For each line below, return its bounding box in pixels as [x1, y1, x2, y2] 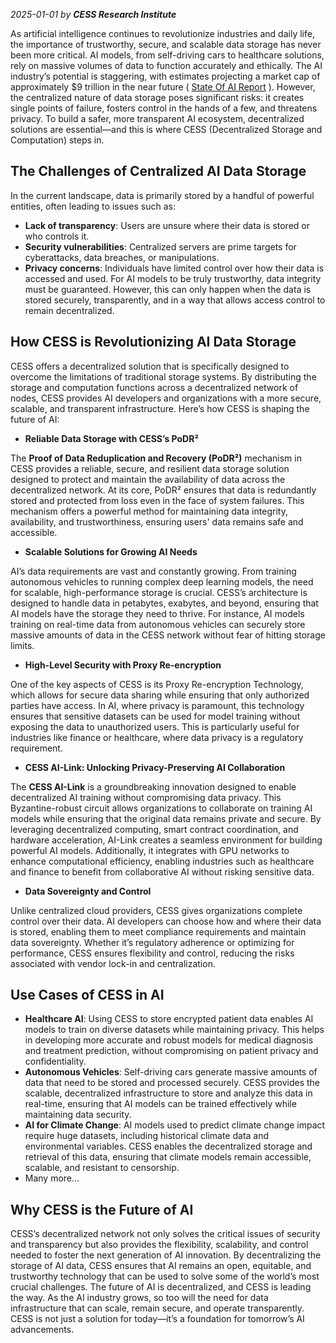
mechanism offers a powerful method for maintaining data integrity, [10, 505, 288, 517]
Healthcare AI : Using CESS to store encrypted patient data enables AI [24, 1013, 314, 1025]
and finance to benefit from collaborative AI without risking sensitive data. [10, 865, 315, 878]
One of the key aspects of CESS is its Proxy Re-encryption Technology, [10, 678, 304, 690]
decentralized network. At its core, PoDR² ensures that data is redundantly [10, 484, 317, 496]
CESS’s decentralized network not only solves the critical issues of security [10, 1228, 321, 1240]
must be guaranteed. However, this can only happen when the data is [24, 283, 312, 295]
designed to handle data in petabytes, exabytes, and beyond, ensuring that [10, 597, 319, 609]
